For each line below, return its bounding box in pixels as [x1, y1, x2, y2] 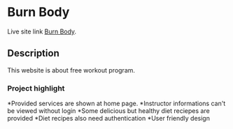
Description [7, 47, 59, 59]
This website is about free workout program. [7, 66, 135, 74]
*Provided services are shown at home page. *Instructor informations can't [7, 99, 226, 108]
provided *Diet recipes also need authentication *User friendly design [7, 114, 210, 123]
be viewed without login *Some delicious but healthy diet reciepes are [7, 107, 210, 115]
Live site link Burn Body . [7, 27, 77, 36]
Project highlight [7, 83, 65, 93]
